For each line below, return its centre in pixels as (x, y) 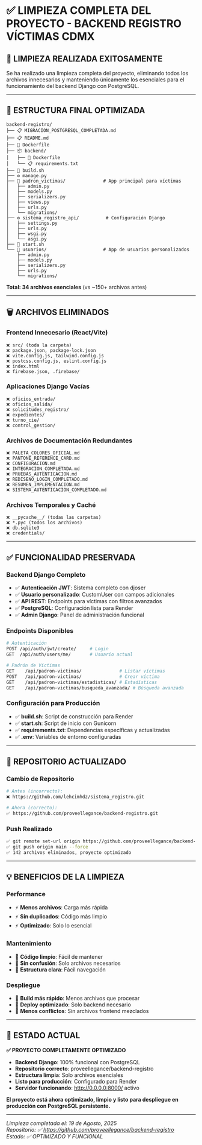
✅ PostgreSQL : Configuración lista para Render (74, 608)
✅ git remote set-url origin (43, 841)
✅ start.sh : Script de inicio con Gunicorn (66, 723)
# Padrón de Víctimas (33, 665)
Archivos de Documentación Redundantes (69, 441)
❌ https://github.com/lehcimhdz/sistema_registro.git (75, 797)
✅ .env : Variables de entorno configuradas (68, 736)
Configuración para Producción (53, 703)
